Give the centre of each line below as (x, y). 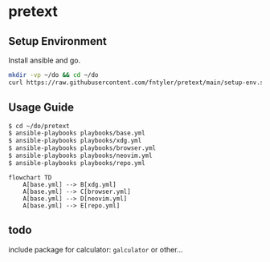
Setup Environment (57, 41)
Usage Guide (41, 108)
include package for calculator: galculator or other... (96, 249)
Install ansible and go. (45, 60)
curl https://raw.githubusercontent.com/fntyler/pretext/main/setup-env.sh (138, 83)
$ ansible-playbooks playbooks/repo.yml (77, 163)
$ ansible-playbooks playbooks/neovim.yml (80, 156)
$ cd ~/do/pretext (39, 126)
